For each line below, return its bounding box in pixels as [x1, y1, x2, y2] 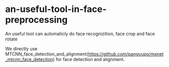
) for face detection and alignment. [52, 56, 125, 62]
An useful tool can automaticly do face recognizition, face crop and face [5, 30, 155, 36]
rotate [5, 36, 18, 42]
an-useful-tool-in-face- [5, 3, 107, 15]
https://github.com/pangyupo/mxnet [88, 51, 164, 57]
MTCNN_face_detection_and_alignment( [5, 51, 89, 57]
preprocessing [5, 14, 68, 25]
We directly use [5, 45, 38, 51]
